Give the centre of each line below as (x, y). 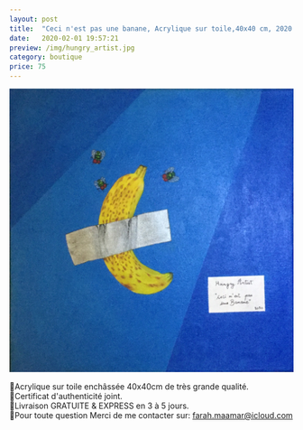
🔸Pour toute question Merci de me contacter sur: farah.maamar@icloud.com (151, 416)
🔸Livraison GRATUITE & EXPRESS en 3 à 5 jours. (99, 406)
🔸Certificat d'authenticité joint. (66, 397)
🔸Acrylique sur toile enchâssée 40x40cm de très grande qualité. (129, 387)
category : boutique (46, 57)
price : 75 (28, 67)
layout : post (34, 19)
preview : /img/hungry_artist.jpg (72, 48)
